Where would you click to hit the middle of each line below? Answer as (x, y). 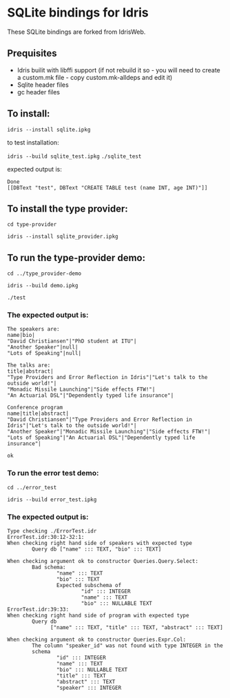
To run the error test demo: (53, 473)
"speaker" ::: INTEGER (89, 688)
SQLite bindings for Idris (78, 13)
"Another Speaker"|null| (43, 347)
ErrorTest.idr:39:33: (38, 610)
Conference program (35, 408)
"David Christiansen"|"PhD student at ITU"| (72, 341)
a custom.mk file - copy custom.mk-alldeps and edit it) (95, 77)
